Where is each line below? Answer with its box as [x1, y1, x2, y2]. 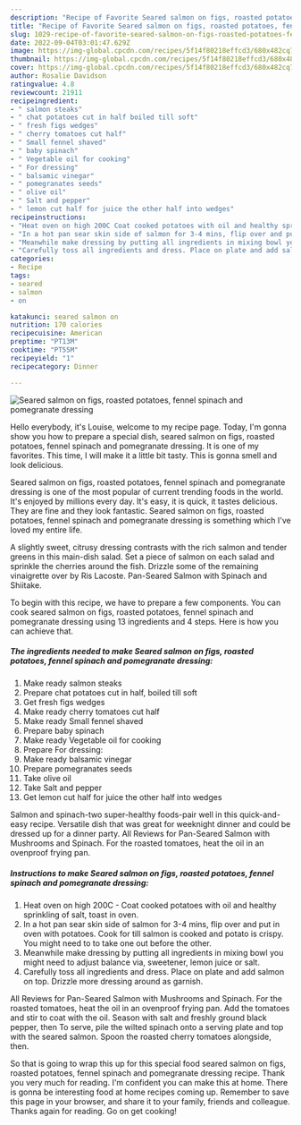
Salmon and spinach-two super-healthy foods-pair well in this [10, 809, 238, 820]
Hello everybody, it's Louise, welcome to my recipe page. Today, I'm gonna [10, 422, 287, 432]
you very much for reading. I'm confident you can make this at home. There [10, 1078, 288, 1088]
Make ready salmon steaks [22, 678, 122, 689]
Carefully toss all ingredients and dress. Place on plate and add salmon [22, 967, 285, 977]
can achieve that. [10, 626, 74, 636]
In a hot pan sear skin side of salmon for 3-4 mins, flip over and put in [22, 919, 280, 930]
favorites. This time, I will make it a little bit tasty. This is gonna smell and [10, 449, 278, 461]
